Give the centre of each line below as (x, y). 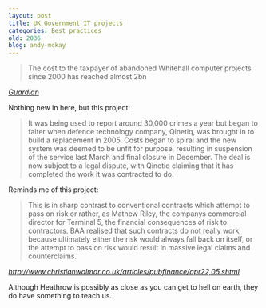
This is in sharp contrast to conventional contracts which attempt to (139, 206)
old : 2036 (25, 38)
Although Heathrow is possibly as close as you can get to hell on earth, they (133, 287)
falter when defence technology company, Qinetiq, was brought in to (141, 132)
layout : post (30, 16)
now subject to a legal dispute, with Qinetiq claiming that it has (131, 166)
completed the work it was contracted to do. (101, 174)
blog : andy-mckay (37, 46)
